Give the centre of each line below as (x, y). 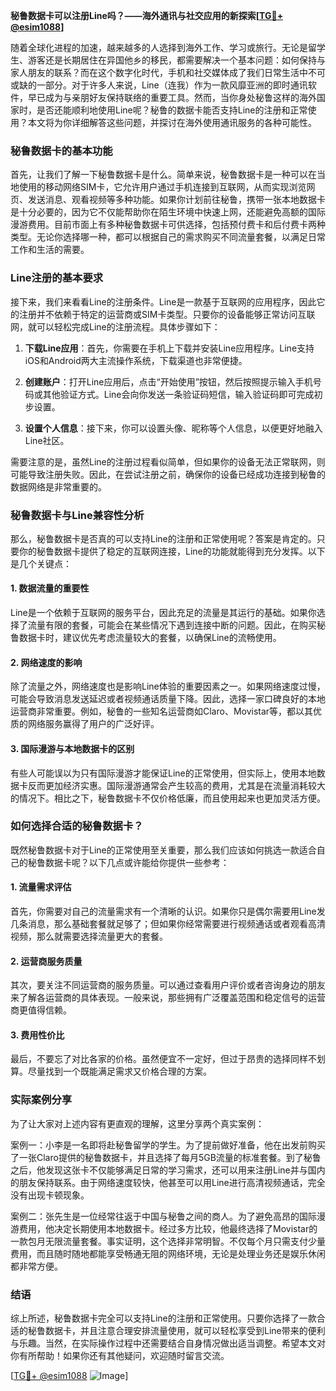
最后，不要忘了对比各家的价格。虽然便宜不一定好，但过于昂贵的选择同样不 (163, 1059)
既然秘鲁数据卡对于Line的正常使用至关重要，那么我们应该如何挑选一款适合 (163, 850)
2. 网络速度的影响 (46, 662)
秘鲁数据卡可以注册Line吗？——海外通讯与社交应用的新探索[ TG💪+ (147, 15)
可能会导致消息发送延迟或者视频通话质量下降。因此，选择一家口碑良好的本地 (168, 699)
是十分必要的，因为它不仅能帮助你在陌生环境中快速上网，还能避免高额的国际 (168, 212)
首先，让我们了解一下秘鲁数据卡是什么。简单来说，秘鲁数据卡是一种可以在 (163, 175)
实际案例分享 (41, 1100)
